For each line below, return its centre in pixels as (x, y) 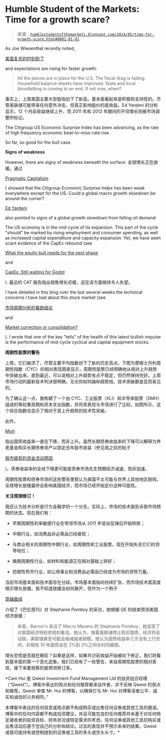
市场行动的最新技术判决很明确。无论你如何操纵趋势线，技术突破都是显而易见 (83, 381)
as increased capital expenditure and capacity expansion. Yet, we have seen (83, 238)
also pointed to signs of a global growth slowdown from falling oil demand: (81, 217)
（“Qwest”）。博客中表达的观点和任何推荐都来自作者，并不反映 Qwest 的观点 (83, 684)
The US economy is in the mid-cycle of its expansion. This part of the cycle (82, 227)
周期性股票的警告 (22, 352)
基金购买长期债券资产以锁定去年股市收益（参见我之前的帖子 (70, 447)
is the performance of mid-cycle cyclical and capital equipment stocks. (77, 342)
